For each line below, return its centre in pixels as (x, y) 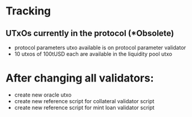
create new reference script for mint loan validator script (84, 107)
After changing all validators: (80, 78)
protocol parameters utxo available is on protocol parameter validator (100, 47)
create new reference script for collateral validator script (84, 101)
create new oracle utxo (43, 95)
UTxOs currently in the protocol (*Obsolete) (90, 33)
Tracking (28, 11)
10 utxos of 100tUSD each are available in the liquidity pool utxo (93, 54)
